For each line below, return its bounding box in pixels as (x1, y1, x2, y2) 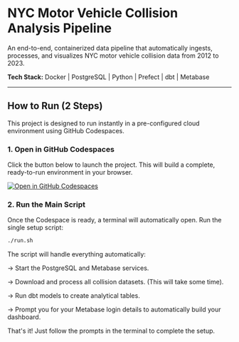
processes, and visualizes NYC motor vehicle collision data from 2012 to (7, 51, 219, 60)
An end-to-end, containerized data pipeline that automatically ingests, (7, 43, 213, 52)
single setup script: (7, 223, 64, 232)
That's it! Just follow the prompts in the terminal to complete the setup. (7, 326, 216, 336)
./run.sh (7, 237, 33, 244)
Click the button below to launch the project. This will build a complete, (7, 160, 216, 169)
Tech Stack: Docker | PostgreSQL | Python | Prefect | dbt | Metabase (7, 73, 210, 81)
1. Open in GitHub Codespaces (7, 144, 115, 154)
